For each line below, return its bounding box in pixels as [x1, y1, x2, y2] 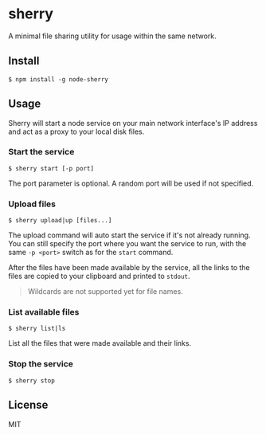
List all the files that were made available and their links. [8, 339, 192, 348]
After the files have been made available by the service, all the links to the [8, 263, 251, 272]
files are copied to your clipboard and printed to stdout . [8, 272, 190, 281]
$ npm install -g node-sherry [8, 75, 109, 84]
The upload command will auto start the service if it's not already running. [8, 230, 251, 240]
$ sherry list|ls [8, 324, 66, 333]
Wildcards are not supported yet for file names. [27, 287, 183, 296]
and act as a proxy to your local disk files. [8, 127, 145, 136]
